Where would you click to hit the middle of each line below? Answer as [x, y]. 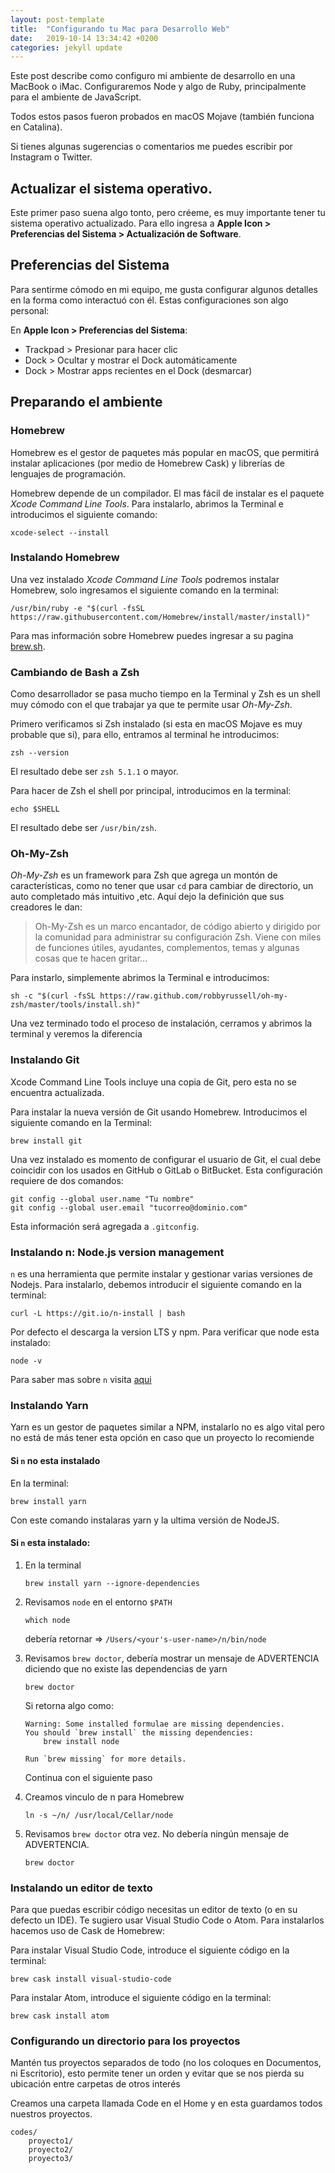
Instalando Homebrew [65, 558]
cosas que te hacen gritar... [91, 958]
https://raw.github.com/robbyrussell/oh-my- [193, 996]
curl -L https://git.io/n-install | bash [98, 1314]
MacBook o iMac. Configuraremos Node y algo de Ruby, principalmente [158, 87]
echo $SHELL [35, 809]
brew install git [46, 1141]
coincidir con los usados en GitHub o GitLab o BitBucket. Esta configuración [166, 1170]
